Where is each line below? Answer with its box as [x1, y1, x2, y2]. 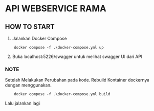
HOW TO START [5, 23, 55, 31]
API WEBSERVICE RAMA [5, 3, 107, 14]
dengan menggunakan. [5, 82, 52, 88]
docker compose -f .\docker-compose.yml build [14, 92, 110, 97]
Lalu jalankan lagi [5, 100, 40, 106]
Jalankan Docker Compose [12, 35, 67, 41]
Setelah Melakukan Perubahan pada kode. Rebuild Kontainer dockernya [5, 77, 150, 83]
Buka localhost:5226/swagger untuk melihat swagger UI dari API [12, 54, 143, 59]
